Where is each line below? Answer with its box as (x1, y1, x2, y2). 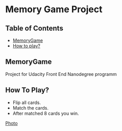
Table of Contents (5, 24, 64, 33)
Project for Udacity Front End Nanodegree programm (5, 71, 117, 77)
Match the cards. (12, 104, 48, 111)
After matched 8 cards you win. (12, 110, 79, 116)
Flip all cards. (12, 99, 41, 106)
